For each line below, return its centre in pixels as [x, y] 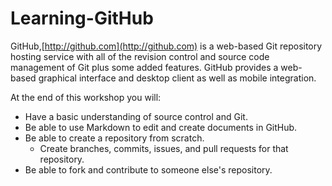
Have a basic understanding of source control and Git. [136, 116]
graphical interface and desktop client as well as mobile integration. [177, 78]
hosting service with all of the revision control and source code [140, 56]
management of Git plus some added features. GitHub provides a [144, 67]
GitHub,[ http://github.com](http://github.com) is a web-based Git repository [166, 46]
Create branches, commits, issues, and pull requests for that [164, 148]
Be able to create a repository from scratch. [114, 138]
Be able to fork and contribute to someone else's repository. [148, 169]
